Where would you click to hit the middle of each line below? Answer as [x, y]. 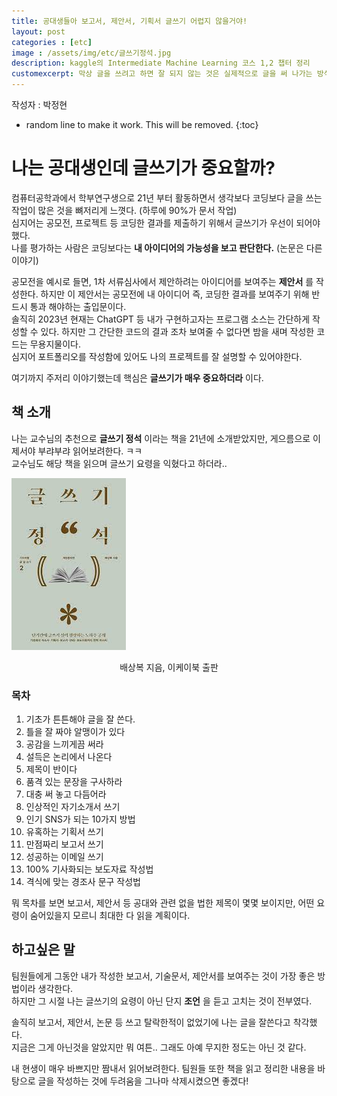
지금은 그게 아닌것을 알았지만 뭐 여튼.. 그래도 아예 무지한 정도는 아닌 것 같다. [159, 1047]
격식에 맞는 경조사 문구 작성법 [83, 882]
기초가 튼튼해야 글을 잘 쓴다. [80, 719]
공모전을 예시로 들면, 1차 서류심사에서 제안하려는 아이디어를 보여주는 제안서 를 [162, 281]
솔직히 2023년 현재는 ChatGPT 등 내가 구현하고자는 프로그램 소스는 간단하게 [161, 319]
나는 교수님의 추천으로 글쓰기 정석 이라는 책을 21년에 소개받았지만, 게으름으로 [161, 438]
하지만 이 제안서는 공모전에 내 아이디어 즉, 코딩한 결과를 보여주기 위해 [175, 294]
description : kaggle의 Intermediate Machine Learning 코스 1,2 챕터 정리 [161, 63]
